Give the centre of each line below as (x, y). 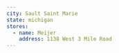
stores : (18, 26)
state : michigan (30, 20)
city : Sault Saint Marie (42, 13)
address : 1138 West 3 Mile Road (65, 39)
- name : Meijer (35, 33)
